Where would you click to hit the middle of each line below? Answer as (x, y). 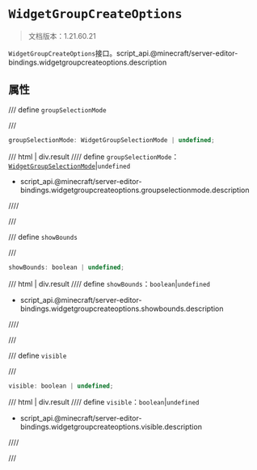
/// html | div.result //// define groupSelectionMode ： (94, 157)
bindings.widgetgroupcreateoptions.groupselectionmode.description (135, 190)
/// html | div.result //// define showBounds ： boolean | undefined (109, 283)
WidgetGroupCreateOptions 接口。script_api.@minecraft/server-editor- (123, 53)
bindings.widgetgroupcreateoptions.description (88, 62)
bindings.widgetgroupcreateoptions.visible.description (111, 427)
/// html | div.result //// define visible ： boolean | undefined (104, 402)
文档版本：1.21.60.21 (62, 36)
